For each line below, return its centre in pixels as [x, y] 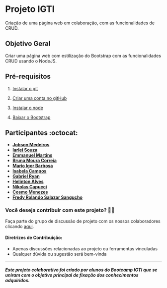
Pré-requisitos [28, 77]
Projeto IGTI [30, 9]
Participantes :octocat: [42, 133]
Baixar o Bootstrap [31, 117]
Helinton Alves [28, 181]
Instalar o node [28, 108]
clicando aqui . [20, 226]
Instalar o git [25, 88]
